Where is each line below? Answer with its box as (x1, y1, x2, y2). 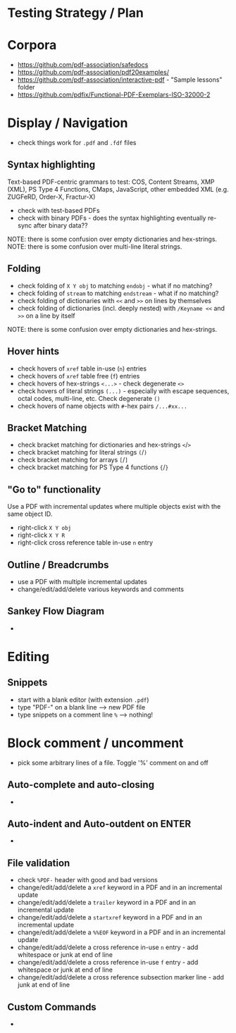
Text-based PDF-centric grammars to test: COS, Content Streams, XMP (7, 178, 215, 186)
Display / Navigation (7, 115, 128, 131)
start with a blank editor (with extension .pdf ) (17, 695, 149, 704)
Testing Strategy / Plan (7, 5, 144, 21)
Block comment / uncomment (7, 735, 184, 751)
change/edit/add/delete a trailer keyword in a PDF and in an (17, 898, 196, 907)
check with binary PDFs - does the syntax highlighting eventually (17, 214, 206, 222)
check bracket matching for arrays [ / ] (17, 456, 128, 464)
